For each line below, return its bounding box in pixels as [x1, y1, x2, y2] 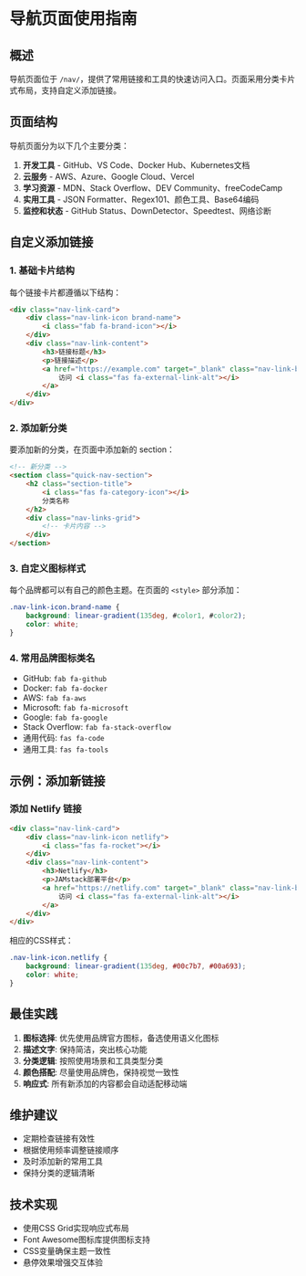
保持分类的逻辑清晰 [22, 1167, 96, 1178]
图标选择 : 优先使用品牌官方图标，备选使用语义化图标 [22, 1032, 219, 1043]
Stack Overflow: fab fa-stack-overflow [22, 722, 171, 733]
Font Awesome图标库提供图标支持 [22, 1234, 150, 1245]
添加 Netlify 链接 [9, 803, 82, 816]
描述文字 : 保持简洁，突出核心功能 [22, 1043, 148, 1055]
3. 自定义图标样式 [9, 562, 87, 575]
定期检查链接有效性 [22, 1134, 96, 1144]
